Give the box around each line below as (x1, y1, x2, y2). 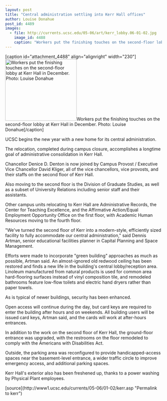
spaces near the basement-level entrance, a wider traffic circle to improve (5, 355, 157, 361)
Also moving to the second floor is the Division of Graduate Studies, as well (5, 181, 160, 187)
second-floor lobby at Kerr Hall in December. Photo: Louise (5, 121, 126, 127)
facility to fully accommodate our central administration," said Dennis (5, 232, 147, 238)
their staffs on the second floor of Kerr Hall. (5, 171, 94, 177)
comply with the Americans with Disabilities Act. (5, 340, 104, 346)
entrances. (5, 320, 27, 326)
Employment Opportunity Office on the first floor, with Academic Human (5, 212, 153, 218)
